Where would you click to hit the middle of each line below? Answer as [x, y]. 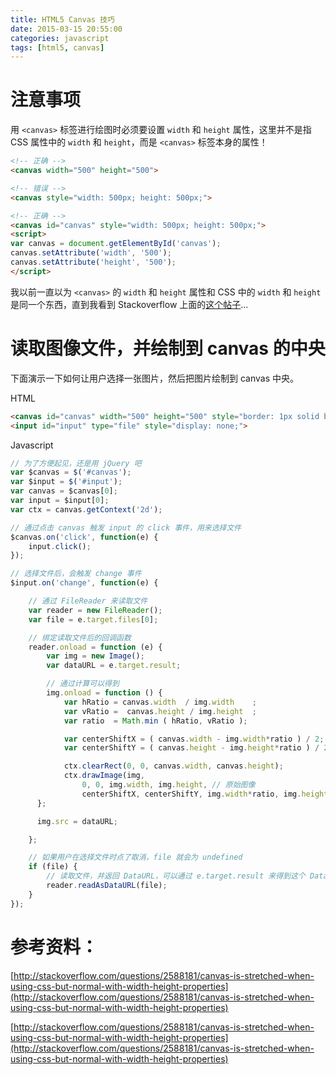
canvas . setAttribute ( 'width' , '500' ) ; [91, 253]
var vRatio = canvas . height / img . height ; [160, 711]
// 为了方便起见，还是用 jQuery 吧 [76, 463]
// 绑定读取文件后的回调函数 [80, 637]
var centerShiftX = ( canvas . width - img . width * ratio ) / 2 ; [194, 739]
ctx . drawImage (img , [104, 776]
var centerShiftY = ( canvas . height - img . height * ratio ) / [191, 748]
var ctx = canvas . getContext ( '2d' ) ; [86, 509]
